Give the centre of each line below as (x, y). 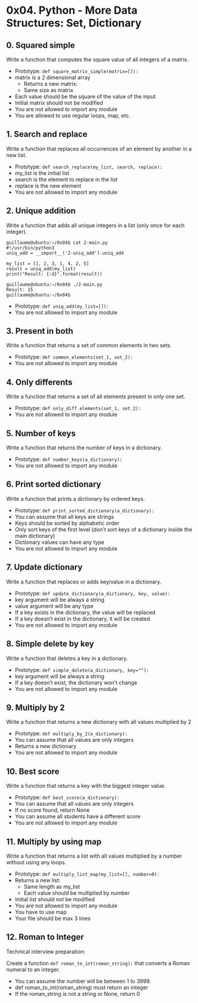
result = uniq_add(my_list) (41, 269)
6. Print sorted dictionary (54, 484)
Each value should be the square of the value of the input (85, 97)
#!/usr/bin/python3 (30, 248)
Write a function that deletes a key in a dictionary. (67, 658)
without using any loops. (36, 862)
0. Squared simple (41, 45)
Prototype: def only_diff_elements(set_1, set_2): (78, 408)
